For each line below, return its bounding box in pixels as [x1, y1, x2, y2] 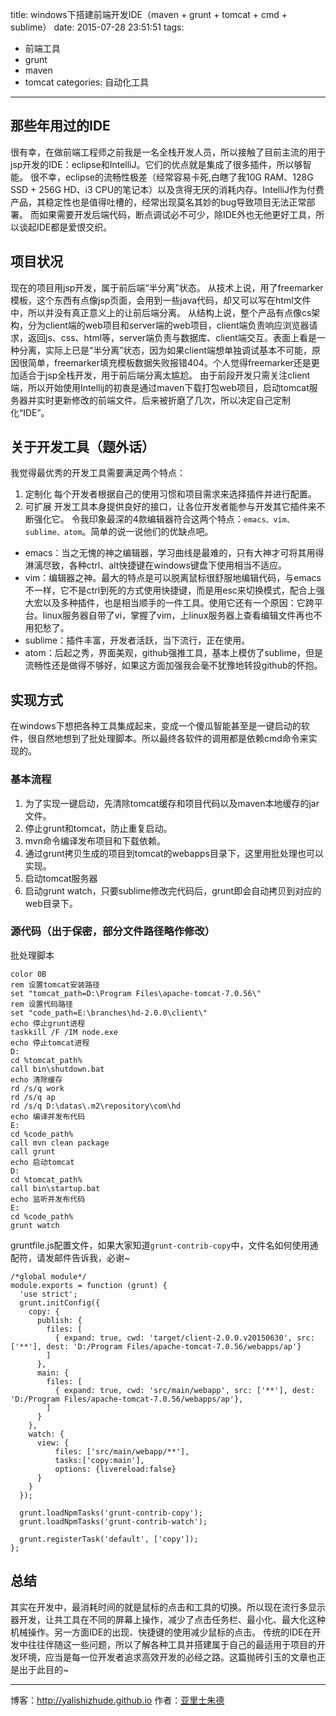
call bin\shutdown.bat [10, 1064, 105, 1074]
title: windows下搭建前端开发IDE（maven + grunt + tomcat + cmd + [10, 9, 288, 20]
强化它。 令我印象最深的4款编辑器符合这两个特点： [33, 513, 244, 525]
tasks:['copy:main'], [54, 1455, 145, 1465]
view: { [36, 1438, 70, 1448]
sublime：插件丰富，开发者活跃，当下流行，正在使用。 [24, 634, 251, 647]
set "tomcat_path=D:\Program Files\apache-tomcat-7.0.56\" [10, 988, 262, 998]
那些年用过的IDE [10, 118, 111, 135]
